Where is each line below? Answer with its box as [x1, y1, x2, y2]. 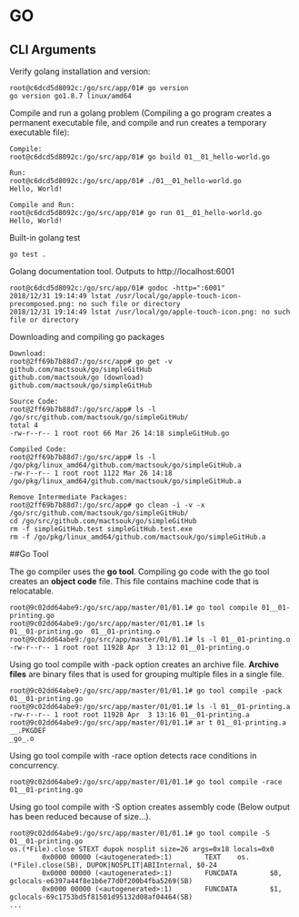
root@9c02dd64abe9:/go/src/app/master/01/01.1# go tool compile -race [9, 778, 283, 787]
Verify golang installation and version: [9, 66, 151, 77]
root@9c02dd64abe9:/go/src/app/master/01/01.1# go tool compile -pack [9, 686, 283, 695]
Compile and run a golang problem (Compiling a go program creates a [9, 108, 273, 118]
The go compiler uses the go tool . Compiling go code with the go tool [9, 566, 270, 577]
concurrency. [9, 760, 59, 770]
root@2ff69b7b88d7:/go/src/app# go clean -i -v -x [9, 500, 205, 510]
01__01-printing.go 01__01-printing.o [9, 627, 161, 636]
